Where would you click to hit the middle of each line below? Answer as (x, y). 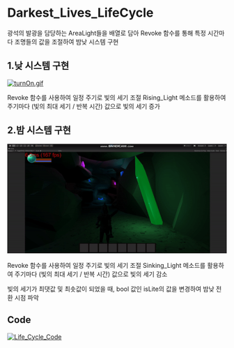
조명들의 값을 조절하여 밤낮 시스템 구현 (67, 41)
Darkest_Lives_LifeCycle (80, 13)
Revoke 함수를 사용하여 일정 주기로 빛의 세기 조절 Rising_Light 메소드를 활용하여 (117, 97)
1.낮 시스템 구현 (38, 66)
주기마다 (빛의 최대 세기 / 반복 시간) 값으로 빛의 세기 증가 (84, 106)
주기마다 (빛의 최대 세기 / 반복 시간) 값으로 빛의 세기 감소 (91, 274)
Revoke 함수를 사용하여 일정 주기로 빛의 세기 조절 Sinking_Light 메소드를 (107, 265)
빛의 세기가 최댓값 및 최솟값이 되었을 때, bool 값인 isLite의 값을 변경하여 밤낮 (111, 289)
